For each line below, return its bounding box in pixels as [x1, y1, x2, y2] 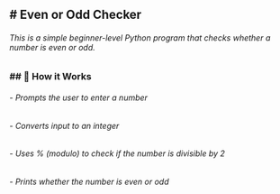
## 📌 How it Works [9, 69, 92, 82]
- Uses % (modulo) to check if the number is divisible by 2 [9, 148, 225, 159]
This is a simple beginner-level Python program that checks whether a [9, 32, 271, 43]
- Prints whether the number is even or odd [9, 176, 169, 188]
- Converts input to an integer [9, 120, 120, 131]
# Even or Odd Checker [9, 7, 142, 23]
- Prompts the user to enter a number [9, 92, 149, 103]
